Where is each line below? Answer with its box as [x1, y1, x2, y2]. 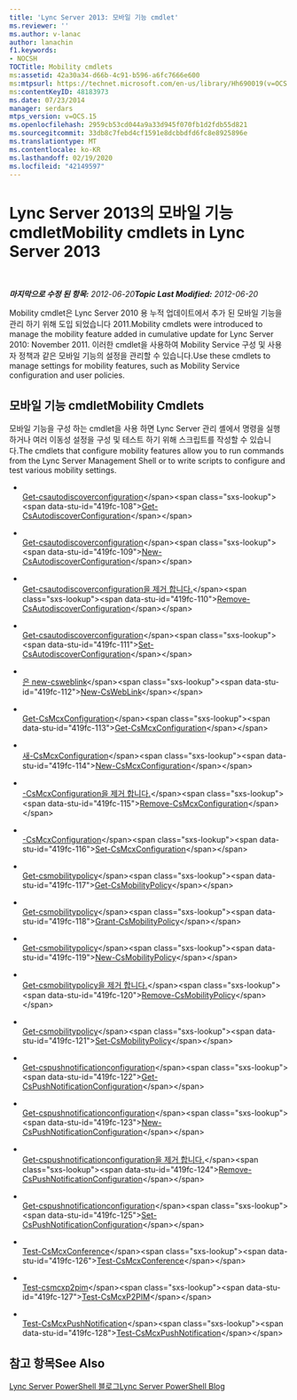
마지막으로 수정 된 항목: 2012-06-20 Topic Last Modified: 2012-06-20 [9, 289, 259, 300]
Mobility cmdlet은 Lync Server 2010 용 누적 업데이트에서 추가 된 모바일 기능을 [9, 308, 283, 318]
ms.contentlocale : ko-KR [9, 145, 101, 154]
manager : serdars [9, 104, 74, 113]
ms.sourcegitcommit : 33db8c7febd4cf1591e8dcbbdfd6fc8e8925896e [9, 129, 248, 138]
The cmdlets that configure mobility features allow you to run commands [18, 445, 285, 456]
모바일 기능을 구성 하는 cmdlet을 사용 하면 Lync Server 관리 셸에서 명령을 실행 [9, 423, 281, 434]
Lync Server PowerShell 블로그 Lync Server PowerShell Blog [9, 1380, 226, 1391]
